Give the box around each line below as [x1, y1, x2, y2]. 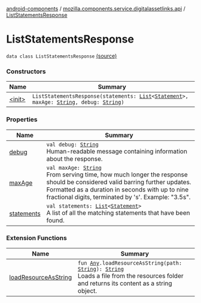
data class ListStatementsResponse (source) [6, 52, 117, 59]
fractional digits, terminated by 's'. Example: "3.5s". [46, 193, 191, 201]
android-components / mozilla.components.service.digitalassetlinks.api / [6, 5, 185, 12]
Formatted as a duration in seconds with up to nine [46, 185, 189, 194]
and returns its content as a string [77, 279, 172, 287]
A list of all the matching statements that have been [46, 208, 190, 217]
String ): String [77, 265, 124, 272]
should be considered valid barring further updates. [46, 178, 191, 186]
